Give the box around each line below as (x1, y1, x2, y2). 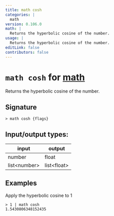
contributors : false (5, 50, 49, 55)
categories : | (5, 12, 35, 17)
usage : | (5, 36, 24, 41)
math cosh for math (5, 71, 85, 83)
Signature (5, 103, 37, 111)
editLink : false (5, 45, 40, 50)
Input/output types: (5, 130, 69, 139)
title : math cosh (5, 7, 42, 13)
